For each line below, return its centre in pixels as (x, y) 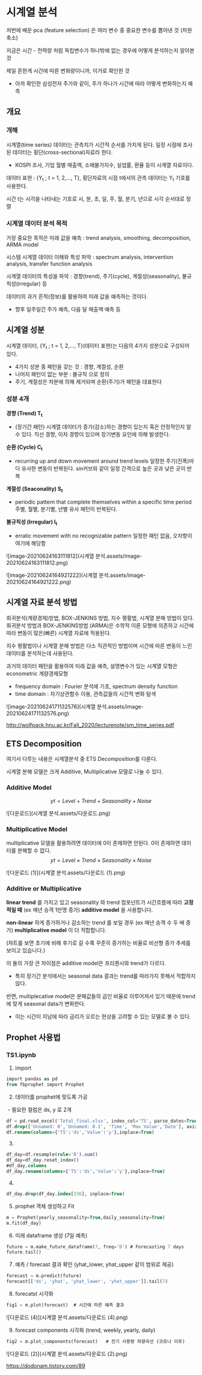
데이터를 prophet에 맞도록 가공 (51, 1097)
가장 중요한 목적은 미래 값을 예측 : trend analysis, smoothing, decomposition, (99, 237)
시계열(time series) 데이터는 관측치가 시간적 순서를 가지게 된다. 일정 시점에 (94, 144)
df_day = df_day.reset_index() (43, 1160)
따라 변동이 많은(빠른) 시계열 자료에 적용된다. (59, 633)
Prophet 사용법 (33, 1037)
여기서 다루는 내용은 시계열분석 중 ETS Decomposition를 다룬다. (82, 759)
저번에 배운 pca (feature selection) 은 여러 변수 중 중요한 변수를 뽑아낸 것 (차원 (99, 30)
